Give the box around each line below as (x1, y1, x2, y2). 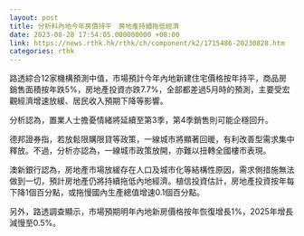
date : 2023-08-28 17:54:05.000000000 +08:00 (9, 30, 180, 39)
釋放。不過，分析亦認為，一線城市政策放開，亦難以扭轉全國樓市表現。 (9, 146, 271, 156)
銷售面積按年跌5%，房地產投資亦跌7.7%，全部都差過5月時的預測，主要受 (9, 84, 283, 95)
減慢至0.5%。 (9, 218, 62, 229)
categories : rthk (9, 47, 75, 56)
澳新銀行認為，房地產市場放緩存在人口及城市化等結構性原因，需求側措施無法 (9, 165, 295, 175)
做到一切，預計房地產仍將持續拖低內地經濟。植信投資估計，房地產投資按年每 (9, 175, 295, 186)
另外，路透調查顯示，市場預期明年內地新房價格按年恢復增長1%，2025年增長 (9, 206, 294, 217)
